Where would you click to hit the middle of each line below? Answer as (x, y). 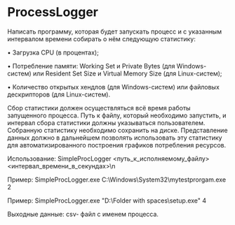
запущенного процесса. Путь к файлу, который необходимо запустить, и (117, 115)
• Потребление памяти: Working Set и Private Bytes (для (91, 66)
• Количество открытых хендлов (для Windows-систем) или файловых (113, 87)
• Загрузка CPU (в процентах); (53, 52)
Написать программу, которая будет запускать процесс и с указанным (115, 31)
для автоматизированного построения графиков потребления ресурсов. (117, 145)
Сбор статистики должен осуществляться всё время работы (99, 108)
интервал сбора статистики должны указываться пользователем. (106, 122)
